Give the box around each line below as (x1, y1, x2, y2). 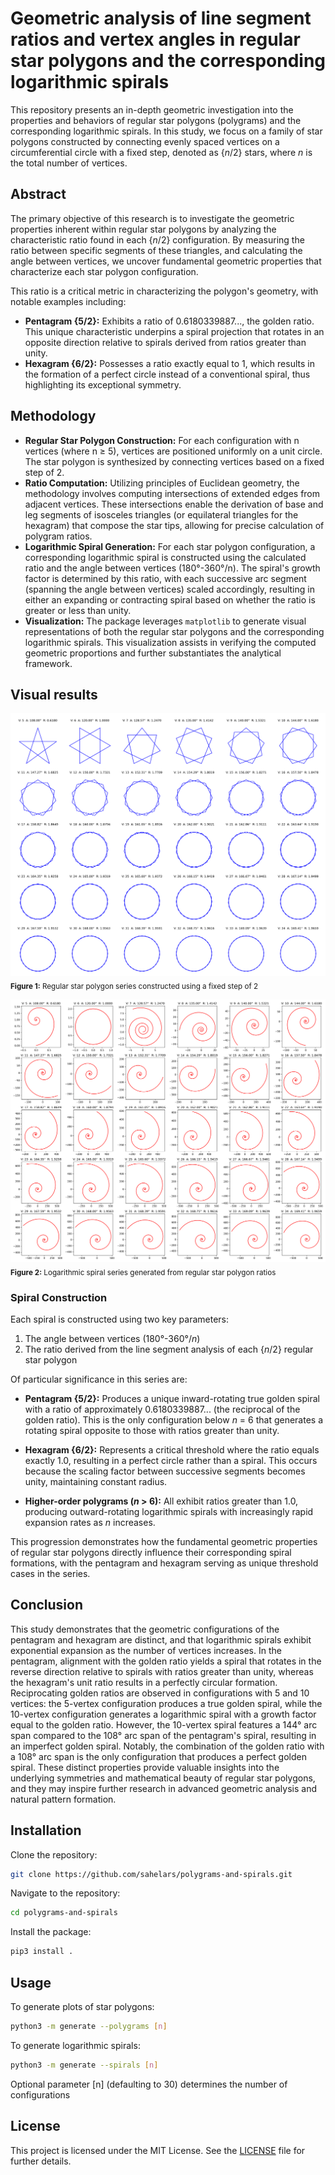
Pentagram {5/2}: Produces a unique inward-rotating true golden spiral (24, 1392, 320, 1404)
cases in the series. (10, 1567, 91, 1579)
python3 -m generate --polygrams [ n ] (10, 2021, 168, 2031)
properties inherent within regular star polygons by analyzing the (10, 223, 277, 235)
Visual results (10, 686, 98, 703)
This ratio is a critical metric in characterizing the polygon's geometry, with (10, 285, 319, 297)
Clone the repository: (10, 1848, 98, 1861)
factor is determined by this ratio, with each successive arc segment (24, 572, 307, 584)
